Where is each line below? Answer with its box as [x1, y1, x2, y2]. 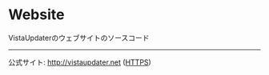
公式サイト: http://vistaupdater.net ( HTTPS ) [8, 57, 152, 67]
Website [8, 6, 65, 24]
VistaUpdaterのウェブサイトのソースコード [8, 33, 150, 42]
